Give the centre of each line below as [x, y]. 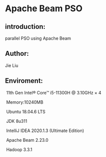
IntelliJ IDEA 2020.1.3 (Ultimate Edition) [45, 131]
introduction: [25, 27]
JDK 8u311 [17, 121]
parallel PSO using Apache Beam [38, 38]
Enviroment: [24, 81]
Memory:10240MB [25, 102]
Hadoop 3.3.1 [19, 149]
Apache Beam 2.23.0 [27, 140]
